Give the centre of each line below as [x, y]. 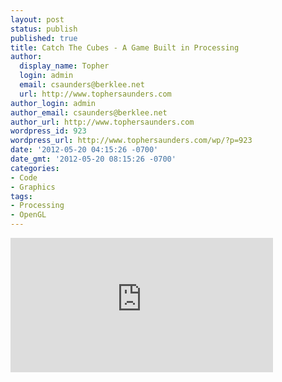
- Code [24, 177]
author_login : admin [53, 103]
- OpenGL [28, 215]
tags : [21, 196]
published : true [44, 38]
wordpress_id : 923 [48, 131]
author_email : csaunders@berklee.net [89, 112]
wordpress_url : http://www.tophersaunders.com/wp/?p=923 [131, 141]
